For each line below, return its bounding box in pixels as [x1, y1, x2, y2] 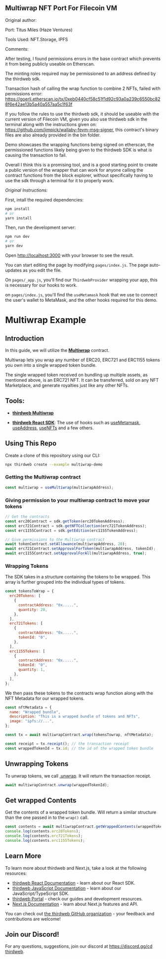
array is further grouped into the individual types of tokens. [5, 579, 125, 585]
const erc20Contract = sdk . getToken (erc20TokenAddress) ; [5, 519, 125, 524]
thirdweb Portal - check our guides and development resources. [12, 895, 143, 901]
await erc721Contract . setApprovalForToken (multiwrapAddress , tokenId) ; [5, 546, 156, 551]
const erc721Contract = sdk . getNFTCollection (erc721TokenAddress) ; [5, 523, 147, 528]
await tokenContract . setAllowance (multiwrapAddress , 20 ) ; [5, 542, 127, 547]
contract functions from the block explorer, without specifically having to [5, 172, 153, 178]
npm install [5, 206, 30, 211]
